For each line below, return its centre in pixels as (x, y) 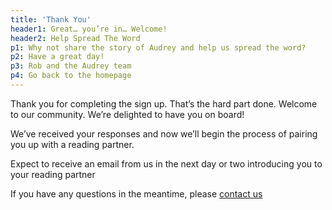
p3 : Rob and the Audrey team (71, 66)
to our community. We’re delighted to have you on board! (127, 114)
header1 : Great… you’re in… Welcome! (89, 29)
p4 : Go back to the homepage (71, 76)
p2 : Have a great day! (57, 57)
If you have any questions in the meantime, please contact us (136, 193)
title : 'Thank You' (51, 19)
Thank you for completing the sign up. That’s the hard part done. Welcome (164, 103)
